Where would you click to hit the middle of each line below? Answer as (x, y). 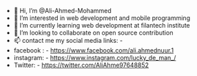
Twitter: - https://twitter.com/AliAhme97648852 (81, 65)
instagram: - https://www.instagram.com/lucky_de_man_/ (95, 58)
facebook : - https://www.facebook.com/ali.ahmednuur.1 (94, 50)
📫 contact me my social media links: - (68, 40)
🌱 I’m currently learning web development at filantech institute (102, 25)
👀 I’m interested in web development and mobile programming (102, 18)
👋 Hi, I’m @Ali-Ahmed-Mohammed (62, 11)
